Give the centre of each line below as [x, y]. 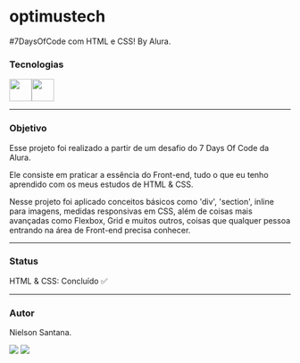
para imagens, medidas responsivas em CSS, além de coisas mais [131, 211]
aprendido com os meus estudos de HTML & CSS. [101, 184]
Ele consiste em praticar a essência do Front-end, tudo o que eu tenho [139, 174]
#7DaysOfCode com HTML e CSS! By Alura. [90, 41]
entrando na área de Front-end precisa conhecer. [100, 230]
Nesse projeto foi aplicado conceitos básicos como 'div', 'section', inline [142, 201]
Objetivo [28, 129]
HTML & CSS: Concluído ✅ [58, 281]
